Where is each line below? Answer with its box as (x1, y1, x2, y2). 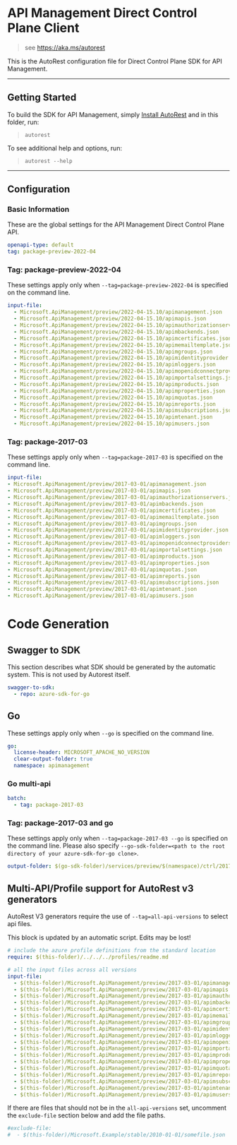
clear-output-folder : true (13, 755, 93, 763)
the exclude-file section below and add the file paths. (7, 1111, 166, 1120)
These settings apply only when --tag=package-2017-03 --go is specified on (7, 834, 228, 843)
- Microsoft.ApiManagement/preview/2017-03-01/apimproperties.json (7, 559, 210, 566)
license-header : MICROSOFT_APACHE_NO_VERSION (13, 749, 150, 756)
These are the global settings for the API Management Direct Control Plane (7, 220, 224, 229)
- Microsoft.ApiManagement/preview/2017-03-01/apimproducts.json (7, 553, 203, 560)
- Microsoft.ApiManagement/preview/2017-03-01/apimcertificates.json (7, 507, 217, 514)
